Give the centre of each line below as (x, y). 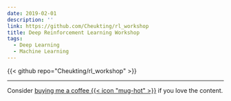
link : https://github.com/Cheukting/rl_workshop (78, 26)
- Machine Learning (41, 52)
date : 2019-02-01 (32, 13)
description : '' (30, 20)
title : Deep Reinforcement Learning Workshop (73, 32)
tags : (15, 39)
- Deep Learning (36, 45)
